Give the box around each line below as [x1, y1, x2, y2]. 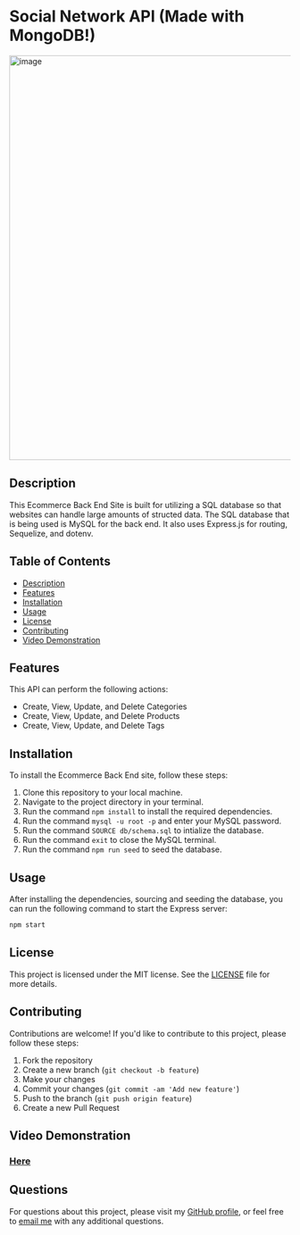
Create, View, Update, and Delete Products [21, 711, 180, 722]
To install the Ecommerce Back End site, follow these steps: [9, 770, 229, 780]
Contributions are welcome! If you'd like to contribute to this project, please [9, 1028, 287, 1039]
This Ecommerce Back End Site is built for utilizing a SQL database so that [9, 499, 282, 510]
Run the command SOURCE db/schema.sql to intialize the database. [21, 825, 264, 836]
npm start [9, 921, 46, 930]
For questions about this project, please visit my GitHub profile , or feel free [9, 1206, 284, 1216]
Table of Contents [9, 554, 112, 569]
